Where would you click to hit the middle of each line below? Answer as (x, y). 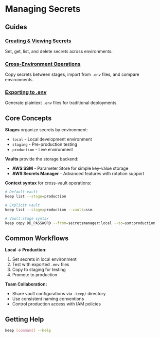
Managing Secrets (43, 9)
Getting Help (25, 319)
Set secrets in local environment (44, 259)
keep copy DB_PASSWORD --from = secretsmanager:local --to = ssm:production (80, 223)
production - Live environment (43, 150)
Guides (16, 27)
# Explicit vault (23, 205)
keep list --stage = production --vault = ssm (49, 210)
